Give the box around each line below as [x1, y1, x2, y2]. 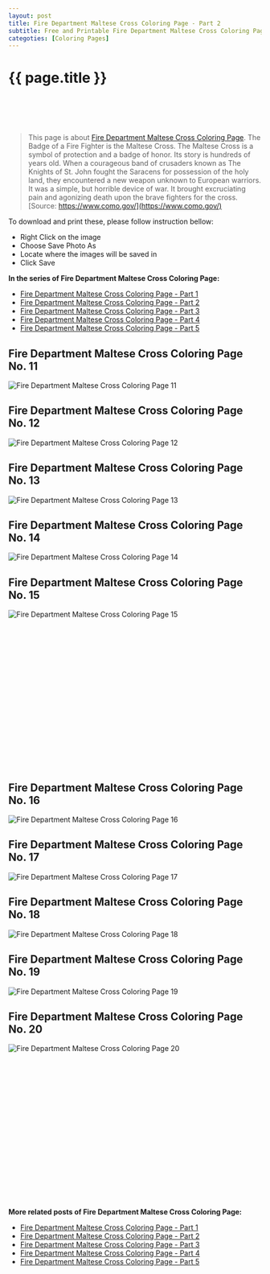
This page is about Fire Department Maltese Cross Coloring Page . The [27, 133, 261, 142]
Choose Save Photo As [19, 241, 96, 250]
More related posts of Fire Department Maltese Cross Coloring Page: [8, 1207, 243, 1217]
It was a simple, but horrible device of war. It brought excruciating [27, 184, 247, 194]
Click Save [19, 258, 55, 268]
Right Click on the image [19, 233, 102, 242]
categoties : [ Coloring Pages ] [8, 34, 110, 43]
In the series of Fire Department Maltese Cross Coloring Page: [8, 274, 220, 283]
